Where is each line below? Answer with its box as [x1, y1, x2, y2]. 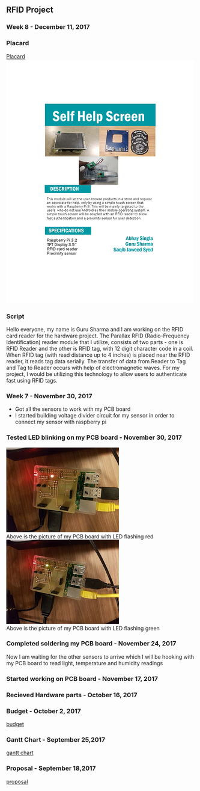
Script [6, 312, 25, 321]
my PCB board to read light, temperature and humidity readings [6, 659, 163, 666]
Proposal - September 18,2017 [6, 764, 96, 772]
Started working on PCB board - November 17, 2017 [6, 674, 158, 683]
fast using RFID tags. [6, 377, 58, 384]
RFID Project [6, 5, 53, 15]
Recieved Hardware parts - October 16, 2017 [6, 691, 138, 699]
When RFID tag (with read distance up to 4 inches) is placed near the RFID [6, 351, 190, 359]
